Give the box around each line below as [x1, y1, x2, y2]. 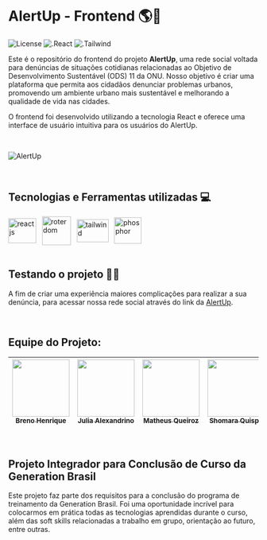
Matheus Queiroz [142, 416, 199, 425]
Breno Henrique [15, 416, 67, 425]
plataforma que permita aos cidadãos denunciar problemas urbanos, [8, 80, 233, 89]
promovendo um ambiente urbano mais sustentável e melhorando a [8, 87, 230, 97]
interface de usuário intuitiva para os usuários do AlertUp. [8, 120, 198, 130]
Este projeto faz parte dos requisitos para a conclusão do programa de [8, 491, 240, 500]
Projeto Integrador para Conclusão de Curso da [8, 457, 246, 471]
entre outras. [8, 525, 50, 534]
